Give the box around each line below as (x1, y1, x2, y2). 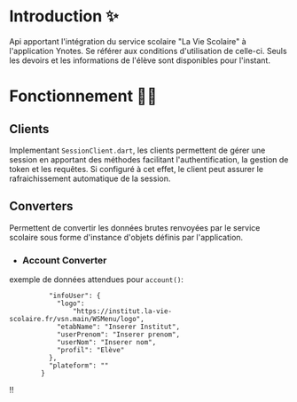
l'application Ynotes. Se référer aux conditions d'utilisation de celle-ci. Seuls (9, 45, 287, 56)
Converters (9, 199, 74, 214)
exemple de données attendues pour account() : (9, 274, 184, 285)
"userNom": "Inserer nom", (56, 338, 157, 347)
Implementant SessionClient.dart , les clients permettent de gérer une (9, 145, 266, 155)
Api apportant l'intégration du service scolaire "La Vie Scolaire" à (9, 35, 246, 46)
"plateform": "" (48, 361, 109, 370)
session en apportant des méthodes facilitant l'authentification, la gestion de (9, 154, 289, 165)
